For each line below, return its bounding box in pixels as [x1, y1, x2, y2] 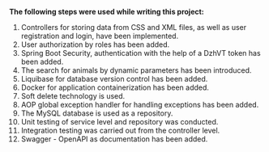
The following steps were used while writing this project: [9, 7, 205, 16]
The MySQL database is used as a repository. [20, 108, 173, 118]
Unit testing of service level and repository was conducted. [20, 117, 219, 126]
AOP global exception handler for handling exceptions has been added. [20, 100, 259, 109]
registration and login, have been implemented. [20, 32, 179, 40]
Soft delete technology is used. [20, 91, 126, 100]
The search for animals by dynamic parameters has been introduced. [20, 65, 252, 75]
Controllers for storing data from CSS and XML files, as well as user [20, 23, 247, 32]
